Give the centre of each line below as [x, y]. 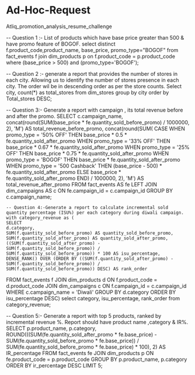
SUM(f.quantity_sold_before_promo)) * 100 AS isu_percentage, [83, 254]
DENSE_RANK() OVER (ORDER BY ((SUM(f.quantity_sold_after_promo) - [90, 258]
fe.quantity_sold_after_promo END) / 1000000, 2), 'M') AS [75, 178]
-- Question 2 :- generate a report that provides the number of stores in [92, 74]
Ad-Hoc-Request [48, 10]
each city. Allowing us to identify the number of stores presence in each [93, 80]
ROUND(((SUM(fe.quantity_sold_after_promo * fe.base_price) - [81, 334]
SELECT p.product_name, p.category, [51, 328]
